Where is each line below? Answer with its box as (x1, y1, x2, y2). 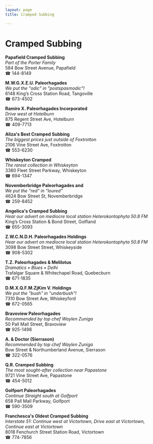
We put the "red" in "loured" (5, 188, 63, 194)
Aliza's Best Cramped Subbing (5, 131, 70, 137)
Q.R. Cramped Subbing (5, 362, 54, 368)
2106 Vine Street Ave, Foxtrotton (5, 142, 72, 148)
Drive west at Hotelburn (5, 111, 54, 117)
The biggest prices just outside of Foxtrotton (5, 136, 97, 142)
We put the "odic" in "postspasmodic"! (5, 85, 85, 91)
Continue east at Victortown (5, 423, 63, 430)
